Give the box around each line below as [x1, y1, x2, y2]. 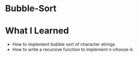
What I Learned [5, 25, 69, 37]
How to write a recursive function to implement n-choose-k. [12, 47, 134, 53]
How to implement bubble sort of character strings [12, 41, 115, 47]
